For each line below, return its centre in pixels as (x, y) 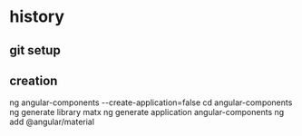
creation (34, 80)
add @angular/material (52, 122)
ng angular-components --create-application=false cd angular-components (151, 102)
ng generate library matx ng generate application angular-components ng (147, 112)
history (37, 17)
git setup (35, 50)
